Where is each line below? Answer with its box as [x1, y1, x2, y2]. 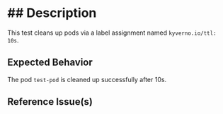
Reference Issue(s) [7, 96, 93, 108]
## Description [7, 5, 97, 21]
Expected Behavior [7, 57, 93, 69]
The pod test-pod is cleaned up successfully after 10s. [7, 75, 167, 84]
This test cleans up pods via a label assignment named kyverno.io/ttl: [7, 28, 217, 37]
